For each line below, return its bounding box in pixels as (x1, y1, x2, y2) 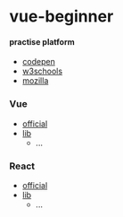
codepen (21, 56, 55, 67)
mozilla (21, 75, 49, 86)
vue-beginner (9, 6, 114, 27)
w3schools (21, 65, 63, 77)
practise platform (9, 36, 75, 47)
